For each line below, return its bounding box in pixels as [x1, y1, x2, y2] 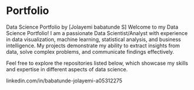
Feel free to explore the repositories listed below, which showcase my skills [6, 60, 188, 67]
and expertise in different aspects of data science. [6, 65, 128, 72]
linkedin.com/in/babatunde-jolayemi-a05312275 [6, 77, 122, 84]
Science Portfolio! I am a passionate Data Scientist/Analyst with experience [6, 29, 188, 36]
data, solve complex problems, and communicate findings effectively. [6, 48, 175, 55]
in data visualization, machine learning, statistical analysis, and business [6, 36, 181, 43]
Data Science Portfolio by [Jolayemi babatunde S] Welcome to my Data [6, 23, 179, 30]
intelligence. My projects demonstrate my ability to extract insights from [6, 42, 180, 49]
